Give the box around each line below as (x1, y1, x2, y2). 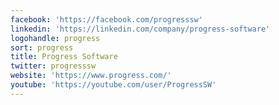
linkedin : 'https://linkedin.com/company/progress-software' (10, 24, 271, 34)
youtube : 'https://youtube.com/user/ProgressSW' (10, 80, 217, 90)
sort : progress (10, 42, 74, 53)
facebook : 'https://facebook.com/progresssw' (10, 14, 203, 25)
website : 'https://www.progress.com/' (10, 71, 172, 81)
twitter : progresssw (10, 61, 97, 71)
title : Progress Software (10, 52, 118, 62)
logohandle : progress (10, 33, 101, 43)
